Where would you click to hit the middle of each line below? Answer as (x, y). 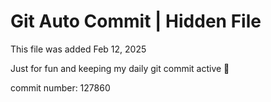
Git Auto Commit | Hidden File (136, 21)
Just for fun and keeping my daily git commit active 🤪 (120, 68)
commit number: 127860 (60, 87)
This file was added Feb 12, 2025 (78, 49)
